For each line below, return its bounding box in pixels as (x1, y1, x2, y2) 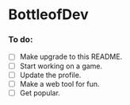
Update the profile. (19, 70, 82, 80)
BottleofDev (8, 6, 89, 24)
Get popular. (19, 87, 61, 97)
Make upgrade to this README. (19, 52, 123, 61)
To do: (8, 34, 33, 45)
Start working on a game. (19, 61, 103, 71)
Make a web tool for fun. (19, 79, 101, 88)
